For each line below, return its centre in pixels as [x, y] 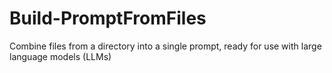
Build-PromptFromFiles [108, 18]
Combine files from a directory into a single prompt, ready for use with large [165, 46]
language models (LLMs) [60, 56]
